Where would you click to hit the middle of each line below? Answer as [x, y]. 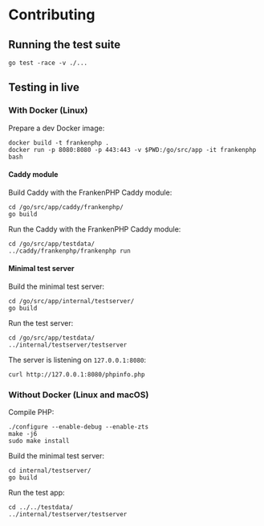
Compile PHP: [31, 413]
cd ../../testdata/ [41, 508]
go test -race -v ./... [48, 63]
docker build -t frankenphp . [59, 142]
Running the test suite [65, 45]
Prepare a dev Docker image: [57, 128]
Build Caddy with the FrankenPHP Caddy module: [90, 192]
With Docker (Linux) [48, 110]
